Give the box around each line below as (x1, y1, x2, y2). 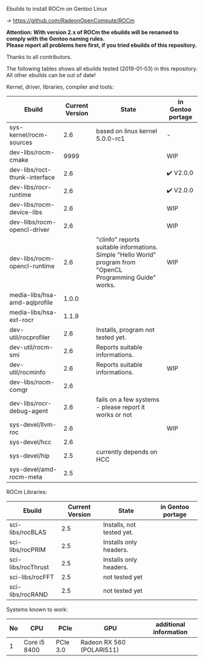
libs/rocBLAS (9, 528, 47, 536)
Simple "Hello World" (96, 251, 157, 258)
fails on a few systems (96, 396, 160, 404)
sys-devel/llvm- (9, 421, 56, 428)
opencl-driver (9, 226, 50, 234)
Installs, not (103, 521, 136, 529)
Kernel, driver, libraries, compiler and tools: (6, 83, 114, 90)
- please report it (96, 403, 145, 411)
